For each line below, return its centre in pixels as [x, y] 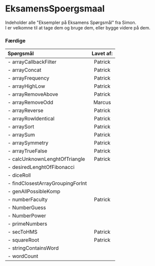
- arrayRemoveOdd [31, 103]
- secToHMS [23, 232]
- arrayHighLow [27, 86]
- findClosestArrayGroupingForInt [47, 183]
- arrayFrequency [29, 78]
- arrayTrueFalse [28, 151]
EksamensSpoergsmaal [55, 9]
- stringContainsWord [33, 248]
